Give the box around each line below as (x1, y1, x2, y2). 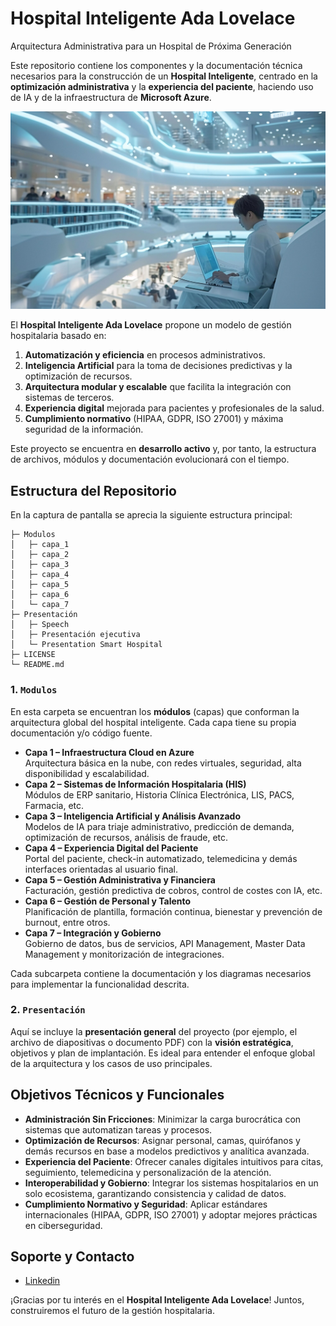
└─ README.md (10, 660, 65, 670)
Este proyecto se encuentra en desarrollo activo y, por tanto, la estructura (10, 443, 317, 455)
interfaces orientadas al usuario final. (24, 863, 179, 875)
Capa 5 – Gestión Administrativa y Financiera (24, 873, 216, 886)
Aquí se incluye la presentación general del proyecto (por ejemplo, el (10, 1025, 298, 1037)
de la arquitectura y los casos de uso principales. (10, 1057, 213, 1069)
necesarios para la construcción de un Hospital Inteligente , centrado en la (10, 70, 318, 82)
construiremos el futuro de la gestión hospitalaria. (10, 1305, 215, 1317)
